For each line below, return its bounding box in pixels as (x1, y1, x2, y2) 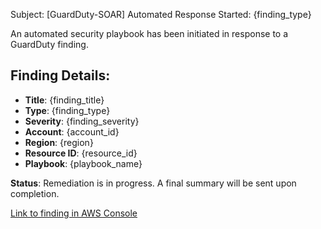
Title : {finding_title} (24, 94, 105, 106)
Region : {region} (24, 136, 94, 148)
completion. (10, 187, 60, 199)
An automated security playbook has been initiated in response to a (10, 28, 289, 39)
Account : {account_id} (24, 125, 120, 138)
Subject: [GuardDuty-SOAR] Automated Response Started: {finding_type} (10, 9, 312, 20)
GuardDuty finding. (10, 39, 89, 50)
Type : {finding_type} (24, 104, 111, 116)
